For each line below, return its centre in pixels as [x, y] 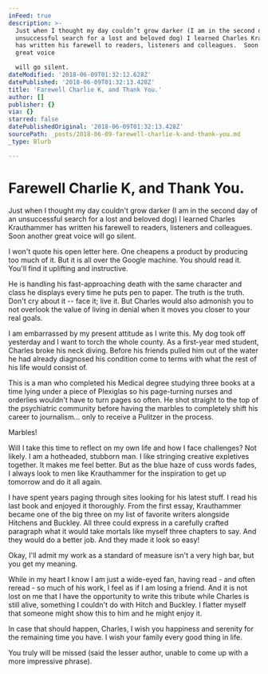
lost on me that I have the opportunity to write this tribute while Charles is [129, 596]
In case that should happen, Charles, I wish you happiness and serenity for [131, 628]
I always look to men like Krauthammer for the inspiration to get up [118, 473]
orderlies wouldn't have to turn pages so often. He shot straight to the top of [134, 400]
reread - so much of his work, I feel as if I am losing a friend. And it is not [128, 588]
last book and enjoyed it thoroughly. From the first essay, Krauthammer [125, 505]
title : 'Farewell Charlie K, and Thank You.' [85, 90]
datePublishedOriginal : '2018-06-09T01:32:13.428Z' [96, 127]
